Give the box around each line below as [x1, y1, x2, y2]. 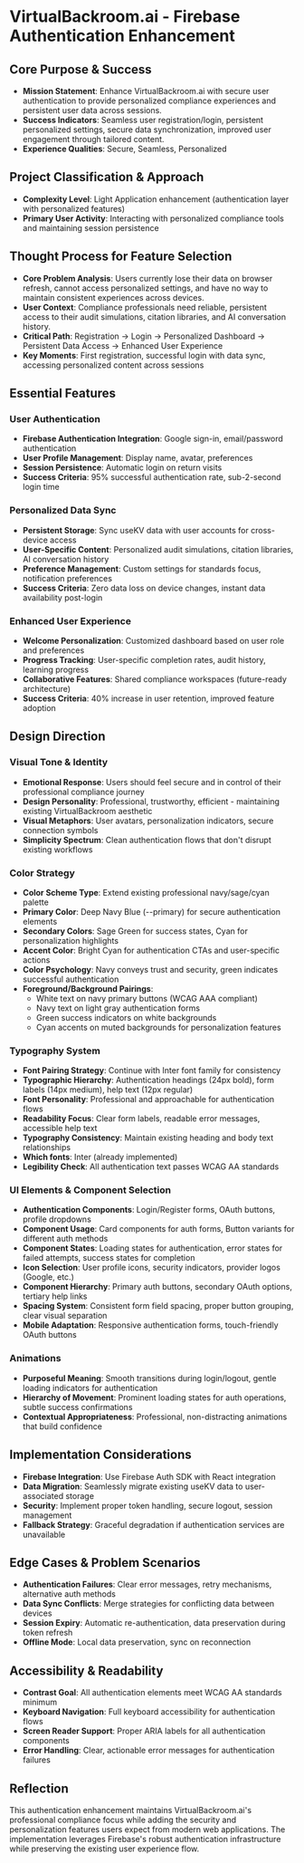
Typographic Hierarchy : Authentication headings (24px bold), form [22, 1075, 274, 1086]
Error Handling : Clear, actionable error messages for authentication [22, 1745, 275, 1756]
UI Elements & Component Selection [9, 1184, 172, 1196]
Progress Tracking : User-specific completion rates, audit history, [22, 654, 267, 665]
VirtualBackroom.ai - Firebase [9, 6, 241, 27]
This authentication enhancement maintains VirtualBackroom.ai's [9, 1805, 252, 1816]
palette [22, 897, 50, 907]
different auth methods [22, 1234, 109, 1244]
